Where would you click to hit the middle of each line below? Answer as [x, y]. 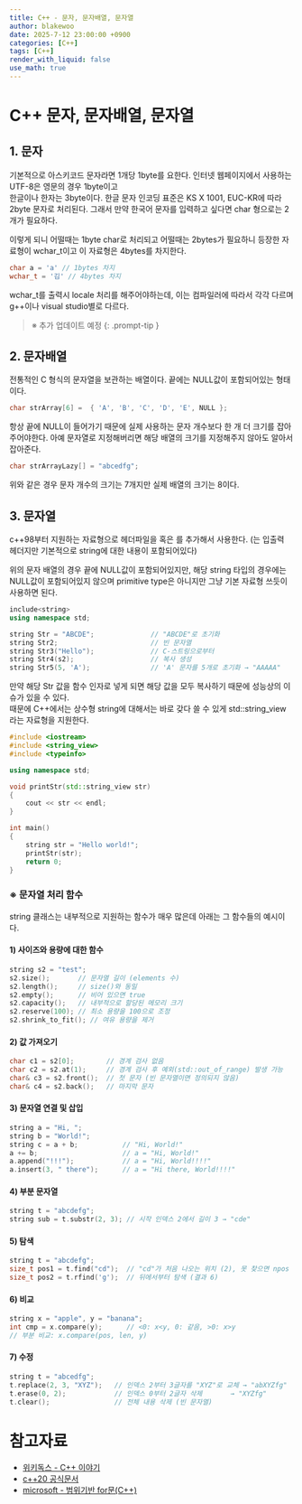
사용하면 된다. [34, 592]
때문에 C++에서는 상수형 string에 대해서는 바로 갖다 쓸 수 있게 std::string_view [148, 709]
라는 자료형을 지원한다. [49, 720]
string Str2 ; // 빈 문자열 [101, 642]
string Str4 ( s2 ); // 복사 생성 [101, 659]
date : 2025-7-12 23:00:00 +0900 [70, 34]
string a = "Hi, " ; [46, 1127]
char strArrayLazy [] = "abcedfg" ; [74, 466]
